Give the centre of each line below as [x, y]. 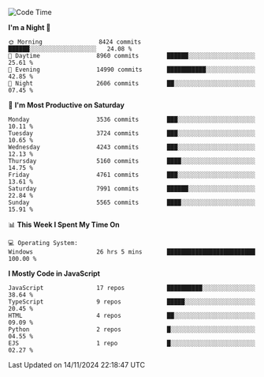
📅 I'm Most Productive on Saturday [66, 105]
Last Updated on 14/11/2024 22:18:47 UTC [77, 365]
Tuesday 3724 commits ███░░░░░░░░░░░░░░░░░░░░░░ [132, 134]
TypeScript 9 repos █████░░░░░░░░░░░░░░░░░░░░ [132, 302]
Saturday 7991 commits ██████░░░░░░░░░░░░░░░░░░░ [132, 189]
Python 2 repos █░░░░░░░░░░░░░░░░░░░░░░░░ [132, 330]
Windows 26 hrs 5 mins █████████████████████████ [132, 252]
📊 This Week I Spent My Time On [64, 224]
